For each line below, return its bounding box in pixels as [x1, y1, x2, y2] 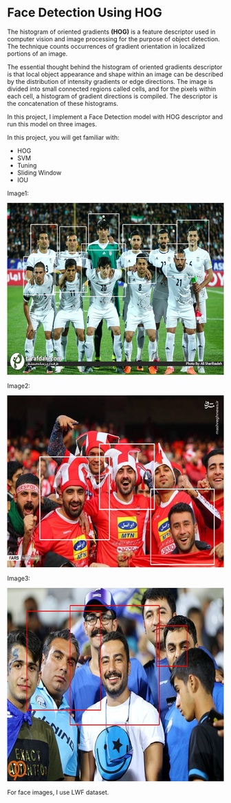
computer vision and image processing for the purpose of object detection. [7, 34, 220, 43]
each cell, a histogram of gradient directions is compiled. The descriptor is [7, 91, 218, 100]
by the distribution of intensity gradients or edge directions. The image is [7, 77, 214, 85]
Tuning [16, 161, 37, 169]
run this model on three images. [7, 120, 98, 128]
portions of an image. [7, 49, 68, 58]
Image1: [7, 189, 29, 197]
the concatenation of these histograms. [7, 99, 119, 107]
